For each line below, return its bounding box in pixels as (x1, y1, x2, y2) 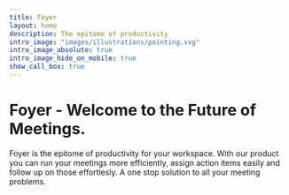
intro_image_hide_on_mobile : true (9, 54, 137, 63)
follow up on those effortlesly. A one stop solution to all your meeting (9, 167, 261, 177)
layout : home (9, 21, 58, 30)
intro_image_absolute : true (9, 46, 113, 55)
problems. (9, 176, 46, 186)
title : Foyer (9, 12, 58, 22)
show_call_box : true (9, 63, 86, 71)
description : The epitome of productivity (9, 29, 168, 38)
